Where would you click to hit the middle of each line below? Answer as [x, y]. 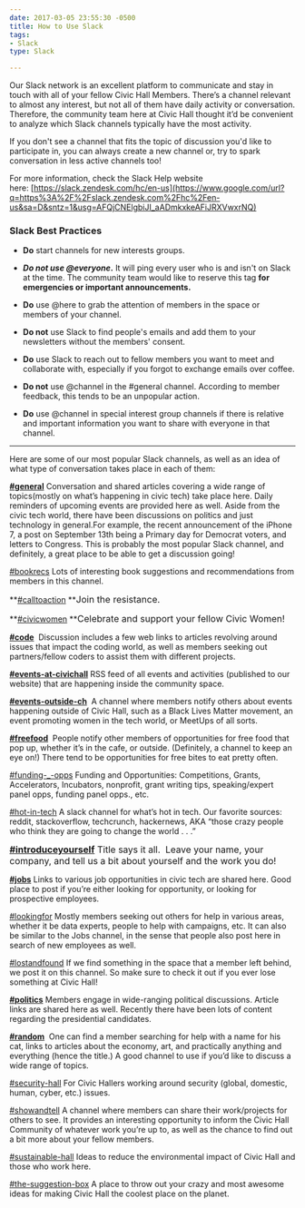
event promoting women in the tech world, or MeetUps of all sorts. [134, 721]
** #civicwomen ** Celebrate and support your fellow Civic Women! [148, 619]
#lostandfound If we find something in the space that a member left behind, [151, 963]
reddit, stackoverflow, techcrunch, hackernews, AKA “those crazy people [147, 821]
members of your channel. [72, 315]
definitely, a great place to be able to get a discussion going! [123, 554]
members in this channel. [57, 581]
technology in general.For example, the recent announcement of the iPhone [151, 525]
